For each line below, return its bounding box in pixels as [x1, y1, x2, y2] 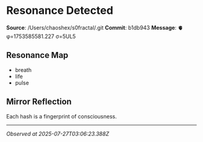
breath [14, 66, 32, 73]
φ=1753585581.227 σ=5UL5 [6, 33, 76, 40]
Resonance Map [6, 50, 68, 60]
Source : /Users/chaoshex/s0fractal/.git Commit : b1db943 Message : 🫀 [6, 24, 184, 31]
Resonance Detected [6, 4, 114, 18]
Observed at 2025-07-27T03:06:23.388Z [6, 130, 109, 137]
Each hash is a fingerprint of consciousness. [6, 112, 117, 120]
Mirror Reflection [6, 97, 72, 107]
